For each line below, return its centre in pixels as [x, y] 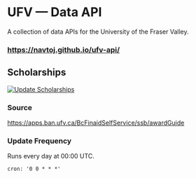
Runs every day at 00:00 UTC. [51, 156]
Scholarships [37, 73]
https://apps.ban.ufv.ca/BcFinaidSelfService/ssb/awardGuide [96, 123]
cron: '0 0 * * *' [34, 169]
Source [20, 107]
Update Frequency [40, 141]
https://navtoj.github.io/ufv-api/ [64, 50]
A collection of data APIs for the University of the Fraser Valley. [98, 32]
